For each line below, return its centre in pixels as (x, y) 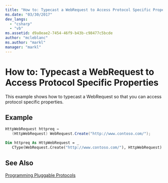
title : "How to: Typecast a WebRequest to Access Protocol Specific (78, 10)
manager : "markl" (23, 47)
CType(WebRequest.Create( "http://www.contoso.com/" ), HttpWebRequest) (87, 147)
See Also (19, 163)
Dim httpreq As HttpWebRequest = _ (42, 143)
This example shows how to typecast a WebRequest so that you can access (83, 96)
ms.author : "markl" (25, 43)
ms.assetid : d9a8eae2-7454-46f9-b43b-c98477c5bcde (59, 33)
